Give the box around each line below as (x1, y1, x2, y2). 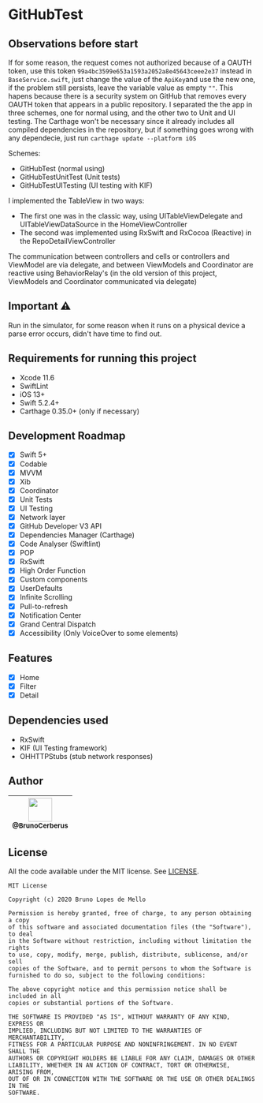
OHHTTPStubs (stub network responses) (19, 751, 154, 761)
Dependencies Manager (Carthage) (19, 530, 135, 540)
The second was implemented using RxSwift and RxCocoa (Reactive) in (19, 228, 252, 237)
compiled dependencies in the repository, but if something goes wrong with (8, 125, 254, 134)
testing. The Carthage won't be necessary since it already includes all (8, 117, 235, 125)
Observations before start (8, 37, 139, 50)
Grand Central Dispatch (19, 619, 97, 629)
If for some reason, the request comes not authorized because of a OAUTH (8, 58, 252, 67)
